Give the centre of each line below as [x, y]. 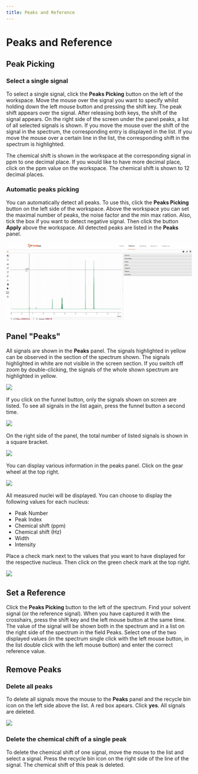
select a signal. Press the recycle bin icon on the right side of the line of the [98, 758]
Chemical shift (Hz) [38, 532]
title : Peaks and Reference [41, 12]
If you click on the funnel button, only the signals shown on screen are [91, 399]
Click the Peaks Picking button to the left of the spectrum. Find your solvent [98, 607]
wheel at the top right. [33, 472]
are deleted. [21, 712]
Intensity [25, 544]
